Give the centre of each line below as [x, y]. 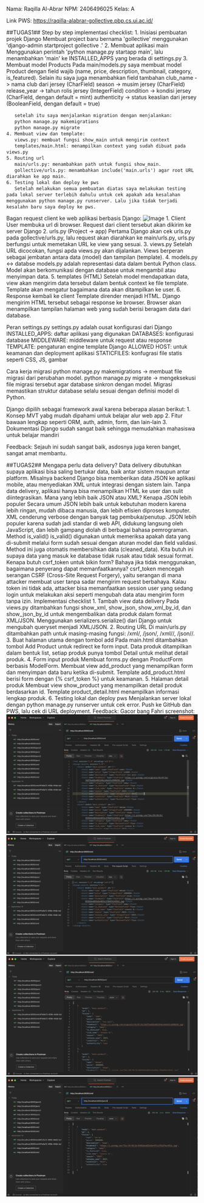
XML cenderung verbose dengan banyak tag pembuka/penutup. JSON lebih [101, 517]
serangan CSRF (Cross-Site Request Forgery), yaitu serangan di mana [94, 575]
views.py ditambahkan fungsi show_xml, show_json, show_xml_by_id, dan [99, 608]
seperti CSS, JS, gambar [37, 360]
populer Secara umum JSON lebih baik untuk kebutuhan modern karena [96, 504]
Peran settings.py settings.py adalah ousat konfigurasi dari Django [89, 327]
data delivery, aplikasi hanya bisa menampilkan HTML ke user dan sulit [95, 491]
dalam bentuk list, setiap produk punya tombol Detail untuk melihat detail [97, 653]
